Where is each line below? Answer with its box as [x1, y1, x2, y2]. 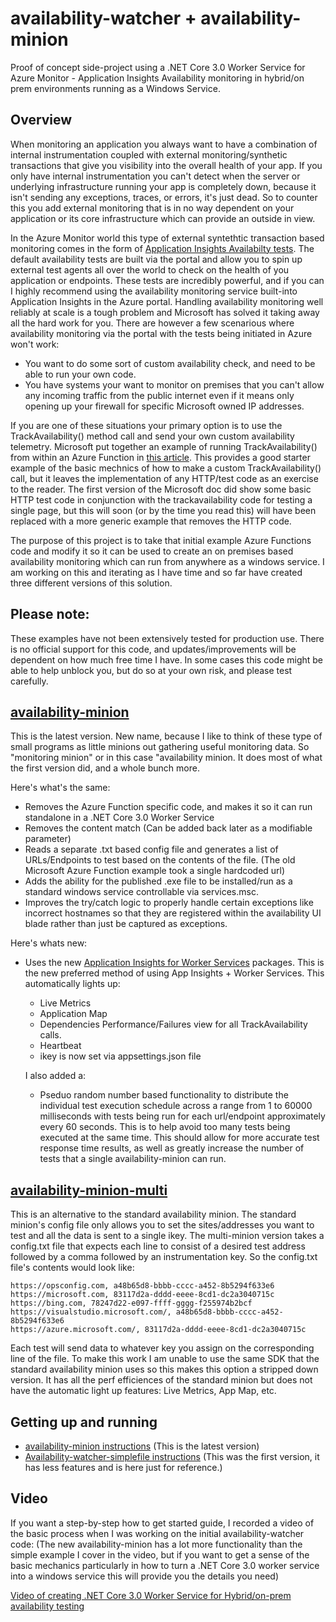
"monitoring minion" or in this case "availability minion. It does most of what [10, 752, 323, 764]
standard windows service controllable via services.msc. [24, 886, 259, 898]
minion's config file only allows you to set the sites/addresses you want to [10, 1219, 315, 1231]
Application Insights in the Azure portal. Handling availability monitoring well [10, 295, 324, 307]
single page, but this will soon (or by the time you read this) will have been [10, 504, 317, 516]
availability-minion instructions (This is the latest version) [24, 1440, 260, 1452]
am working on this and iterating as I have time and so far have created [10, 566, 303, 578]
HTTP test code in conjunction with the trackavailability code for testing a [10, 493, 313, 506]
